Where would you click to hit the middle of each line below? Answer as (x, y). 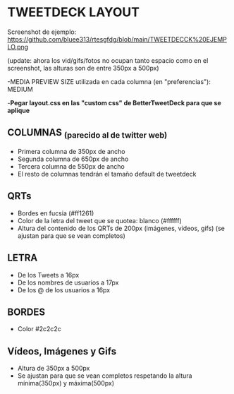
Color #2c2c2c (39, 329)
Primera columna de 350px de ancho (71, 151)
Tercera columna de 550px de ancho (71, 166)
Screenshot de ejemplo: (42, 32)
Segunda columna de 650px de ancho (73, 159)
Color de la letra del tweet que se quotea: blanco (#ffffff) (99, 220)
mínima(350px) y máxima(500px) (66, 383)
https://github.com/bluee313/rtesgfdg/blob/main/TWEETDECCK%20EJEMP (117, 39)
